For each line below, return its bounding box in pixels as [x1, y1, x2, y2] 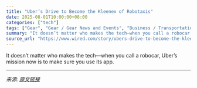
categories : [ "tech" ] [6, 19, 59, 25]
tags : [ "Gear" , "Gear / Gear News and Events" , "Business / [6, 25, 157, 31]
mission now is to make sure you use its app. [6, 58, 114, 65]
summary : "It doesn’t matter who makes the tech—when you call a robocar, [6, 31, 193, 36]
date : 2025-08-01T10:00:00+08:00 [6, 14, 88, 20]
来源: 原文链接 [6, 76, 40, 83]
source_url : [6, 36, 35, 42]
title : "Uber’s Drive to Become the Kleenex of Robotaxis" [6, 8, 154, 15]
